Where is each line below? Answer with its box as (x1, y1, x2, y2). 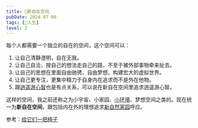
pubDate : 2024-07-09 (6, 14, 57, 20)
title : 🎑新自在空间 (6, 8, 49, 15)
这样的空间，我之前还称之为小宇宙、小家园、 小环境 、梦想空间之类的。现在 (6, 96, 187, 103)
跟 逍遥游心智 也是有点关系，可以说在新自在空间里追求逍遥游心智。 (14, 83, 175, 91)
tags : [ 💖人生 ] (6, 19, 39, 25)
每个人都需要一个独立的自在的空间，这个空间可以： (6, 42, 130, 49)
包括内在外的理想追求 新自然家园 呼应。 (52, 103, 146, 110)
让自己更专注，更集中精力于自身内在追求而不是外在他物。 (14, 76, 154, 83)
